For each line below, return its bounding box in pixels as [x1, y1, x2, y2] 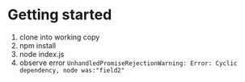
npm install [19, 40, 57, 50]
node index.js [19, 49, 65, 59]
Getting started [7, 6, 112, 24]
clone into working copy [19, 32, 100, 42]
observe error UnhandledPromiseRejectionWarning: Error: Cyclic [19, 58, 238, 68]
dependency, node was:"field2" [19, 66, 125, 74]
